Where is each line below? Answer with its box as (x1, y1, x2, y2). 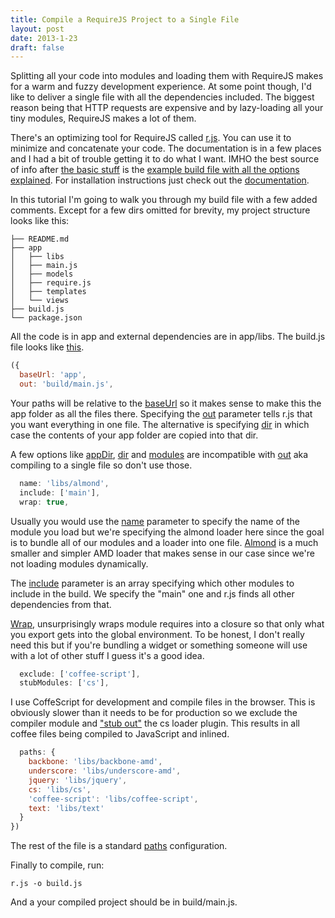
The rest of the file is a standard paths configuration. (10, 840, 228, 852)
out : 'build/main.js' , (19, 379, 114, 389)
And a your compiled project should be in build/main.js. (10, 896, 238, 908)
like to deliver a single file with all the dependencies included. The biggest (10, 91, 315, 103)
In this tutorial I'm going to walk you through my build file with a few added (10, 194, 318, 206)
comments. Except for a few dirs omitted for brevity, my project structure (10, 204, 311, 216)
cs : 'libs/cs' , (28, 784, 92, 795)
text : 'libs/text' (28, 803, 105, 813)
